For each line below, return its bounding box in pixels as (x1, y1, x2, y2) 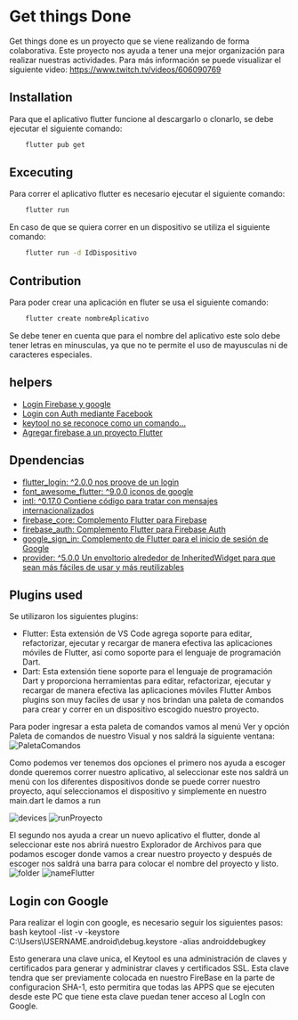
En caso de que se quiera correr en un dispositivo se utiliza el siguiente (9, 222, 270, 233)
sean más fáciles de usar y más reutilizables (21, 561, 185, 572)
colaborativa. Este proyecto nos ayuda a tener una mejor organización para (9, 45, 285, 55)
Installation (9, 90, 73, 105)
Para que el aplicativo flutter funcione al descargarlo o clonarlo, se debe (9, 113, 274, 124)
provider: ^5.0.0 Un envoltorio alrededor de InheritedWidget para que (21, 552, 276, 563)
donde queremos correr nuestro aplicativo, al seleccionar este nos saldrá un (9, 767, 289, 778)
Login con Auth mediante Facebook (21, 408, 153, 419)
